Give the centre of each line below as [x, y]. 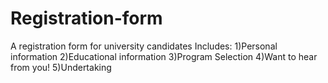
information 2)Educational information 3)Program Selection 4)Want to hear [164, 56]
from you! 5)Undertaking [61, 67]
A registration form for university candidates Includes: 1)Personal [144, 46]
